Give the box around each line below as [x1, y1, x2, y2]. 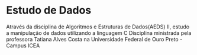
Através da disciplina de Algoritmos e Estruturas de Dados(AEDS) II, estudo [6, 23, 190, 30]
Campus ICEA [6, 42, 40, 49]
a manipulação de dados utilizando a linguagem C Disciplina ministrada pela [6, 29, 192, 36]
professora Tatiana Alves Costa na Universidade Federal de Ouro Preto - [6, 35, 183, 43]
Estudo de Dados [6, 4, 92, 17]
